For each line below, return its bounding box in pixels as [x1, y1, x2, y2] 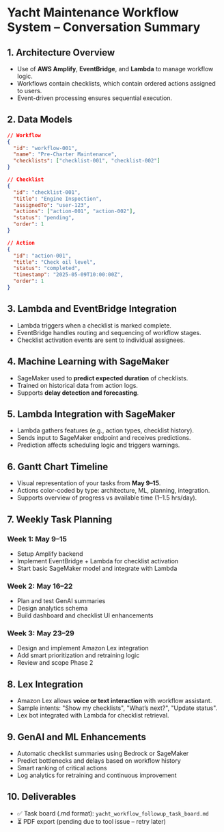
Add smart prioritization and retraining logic [16, 651, 140, 659]
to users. [16, 87, 42, 95]
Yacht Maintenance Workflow [7, 5, 179, 21]
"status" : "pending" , [13, 215, 75, 221]
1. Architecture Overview [7, 47, 115, 58]
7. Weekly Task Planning [7, 513, 113, 525]
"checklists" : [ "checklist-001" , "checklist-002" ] [13, 158, 160, 164]
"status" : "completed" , [13, 265, 81, 272]
